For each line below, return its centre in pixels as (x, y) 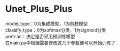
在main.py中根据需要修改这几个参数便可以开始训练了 (60, 43)
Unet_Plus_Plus (39, 9)
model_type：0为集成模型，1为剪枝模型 (47, 23)
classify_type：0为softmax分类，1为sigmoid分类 (56, 30)
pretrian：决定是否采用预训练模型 (40, 36)
